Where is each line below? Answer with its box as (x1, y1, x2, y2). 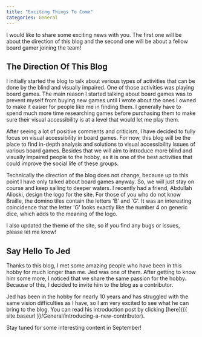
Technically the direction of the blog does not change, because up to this (6, 172, 189, 179)
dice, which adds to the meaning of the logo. (6, 210, 118, 218)
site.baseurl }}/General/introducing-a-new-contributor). (6, 312, 145, 319)
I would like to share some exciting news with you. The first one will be (6, 31, 182, 38)
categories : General (6, 15, 59, 21)
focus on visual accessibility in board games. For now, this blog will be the (6, 134, 191, 142)
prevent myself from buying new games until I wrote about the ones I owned (6, 97, 197, 104)
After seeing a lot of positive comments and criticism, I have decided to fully (6, 128, 196, 135)
